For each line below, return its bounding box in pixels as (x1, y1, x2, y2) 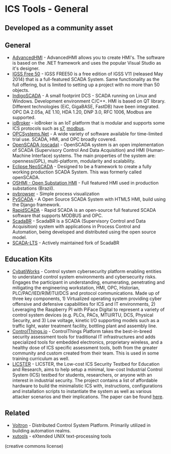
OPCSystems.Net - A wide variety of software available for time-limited (12, 131, 163, 137)
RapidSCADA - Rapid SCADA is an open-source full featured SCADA (12, 207, 156, 213)
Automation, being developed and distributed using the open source (12, 229, 157, 235)
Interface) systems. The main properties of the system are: (32, 152, 156, 159)
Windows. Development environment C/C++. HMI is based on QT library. (12, 98, 166, 104)
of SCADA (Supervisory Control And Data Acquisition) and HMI (12, 147, 145, 153)
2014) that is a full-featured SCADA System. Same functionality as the (12, 76, 160, 83)
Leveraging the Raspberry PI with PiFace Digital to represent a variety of (12, 306, 165, 313)
